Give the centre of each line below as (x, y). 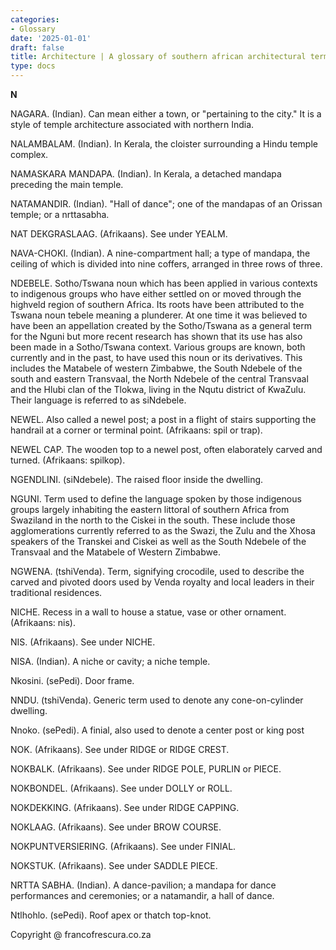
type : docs (33, 66)
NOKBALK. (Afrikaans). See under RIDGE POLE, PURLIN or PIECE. (146, 769)
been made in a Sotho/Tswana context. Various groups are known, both (158, 347)
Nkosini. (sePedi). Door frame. (72, 680)
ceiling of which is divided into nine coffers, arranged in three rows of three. (166, 264)
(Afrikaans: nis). (43, 622)
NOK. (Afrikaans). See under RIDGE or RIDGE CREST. (120, 749)
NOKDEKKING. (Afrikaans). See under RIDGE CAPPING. (125, 807)
